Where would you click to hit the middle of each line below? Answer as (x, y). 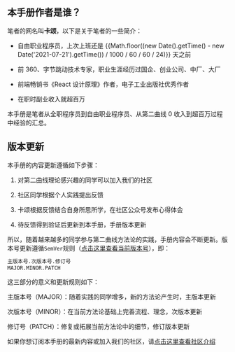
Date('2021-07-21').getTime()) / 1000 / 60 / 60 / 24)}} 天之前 (104, 54)
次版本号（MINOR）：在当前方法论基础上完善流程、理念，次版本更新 (105, 312)
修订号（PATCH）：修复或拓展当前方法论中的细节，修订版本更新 (99, 327)
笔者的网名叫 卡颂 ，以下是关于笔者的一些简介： (74, 31)
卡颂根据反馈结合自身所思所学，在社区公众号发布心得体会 (100, 209)
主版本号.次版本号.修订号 (39, 261)
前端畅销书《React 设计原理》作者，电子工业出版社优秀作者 (103, 84)
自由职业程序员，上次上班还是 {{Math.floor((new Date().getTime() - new (121, 45)
